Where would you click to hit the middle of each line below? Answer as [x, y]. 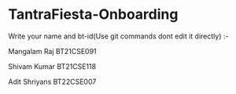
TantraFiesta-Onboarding [93, 14]
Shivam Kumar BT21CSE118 [52, 66]
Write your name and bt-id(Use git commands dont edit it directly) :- [118, 36]
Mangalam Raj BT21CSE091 [52, 51]
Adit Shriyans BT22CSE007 [52, 81]
